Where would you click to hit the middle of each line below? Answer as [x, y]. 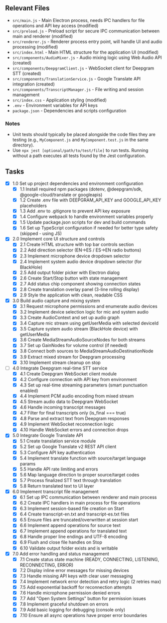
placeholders [33, 206]
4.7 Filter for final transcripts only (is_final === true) [73, 413]
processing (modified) [35, 46]
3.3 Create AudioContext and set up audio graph [70, 317]
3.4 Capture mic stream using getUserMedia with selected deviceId [89, 323]
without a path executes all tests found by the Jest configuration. [79, 156]
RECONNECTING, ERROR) [47, 565]
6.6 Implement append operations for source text [70, 525]
